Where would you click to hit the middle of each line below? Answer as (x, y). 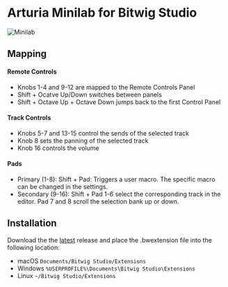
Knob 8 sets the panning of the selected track (83, 140)
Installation (32, 223)
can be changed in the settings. (63, 186)
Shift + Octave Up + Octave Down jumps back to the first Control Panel (119, 101)
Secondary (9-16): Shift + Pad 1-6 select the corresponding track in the (119, 194)
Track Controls (29, 118)
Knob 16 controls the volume (58, 148)
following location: (34, 247)
